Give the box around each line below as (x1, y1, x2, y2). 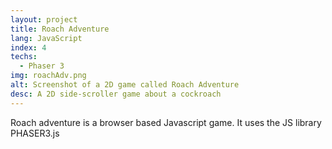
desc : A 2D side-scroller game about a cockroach (10, 89, 222, 99)
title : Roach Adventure (10, 24, 110, 34)
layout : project (10, 14, 78, 25)
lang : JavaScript (10, 33, 83, 43)
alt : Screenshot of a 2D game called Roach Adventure (10, 80, 240, 90)
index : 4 (10, 42, 47, 53)
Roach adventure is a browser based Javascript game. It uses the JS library (10, 116, 322, 128)
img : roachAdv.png (10, 71, 87, 81)
